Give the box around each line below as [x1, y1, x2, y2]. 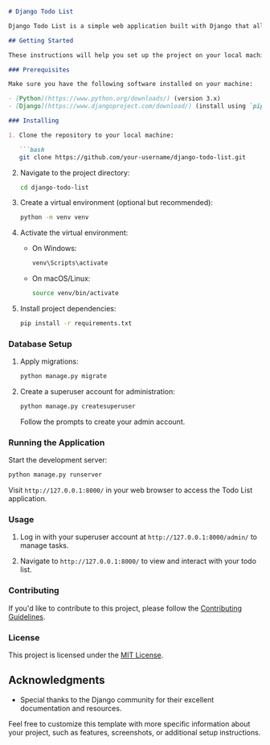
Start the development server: [8, 455, 108, 465]
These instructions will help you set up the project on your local [8, 51, 243, 60]
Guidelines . [8, 611, 46, 621]
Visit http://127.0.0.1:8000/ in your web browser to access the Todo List [8, 485, 253, 495]
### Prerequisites [8, 65, 70, 74]
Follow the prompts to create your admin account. [19, 417, 186, 426]
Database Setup [8, 338, 72, 349]
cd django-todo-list [19, 183, 89, 191]
